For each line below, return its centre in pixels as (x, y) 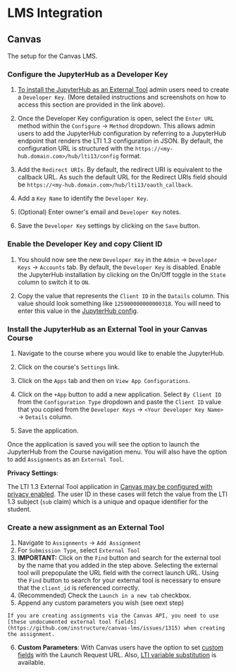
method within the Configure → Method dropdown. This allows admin (116, 126)
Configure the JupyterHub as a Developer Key (88, 74)
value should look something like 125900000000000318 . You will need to (119, 303)
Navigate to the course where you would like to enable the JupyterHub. (121, 353)
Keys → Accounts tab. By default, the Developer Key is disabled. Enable (119, 267)
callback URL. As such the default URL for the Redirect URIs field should (122, 177)
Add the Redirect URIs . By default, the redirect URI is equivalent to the (120, 170)
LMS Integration (55, 13)
